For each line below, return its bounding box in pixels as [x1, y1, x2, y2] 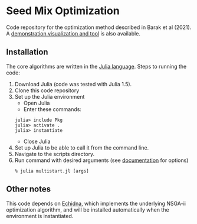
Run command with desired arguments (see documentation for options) [14, 157, 189, 164]
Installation [6, 47, 48, 57]
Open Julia [23, 99, 50, 106]
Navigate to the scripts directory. [14, 150, 95, 157]
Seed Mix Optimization [6, 4, 120, 18]
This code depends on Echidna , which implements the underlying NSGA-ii [6, 200, 186, 207]
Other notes [6, 184, 51, 194]
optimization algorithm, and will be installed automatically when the [6, 206, 169, 213]
